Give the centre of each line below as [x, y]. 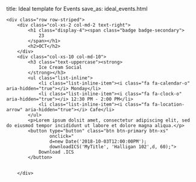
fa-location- [168, 105]
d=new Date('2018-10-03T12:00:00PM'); [98, 141]
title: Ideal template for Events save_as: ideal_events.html [77, 9]
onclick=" [62, 136]
